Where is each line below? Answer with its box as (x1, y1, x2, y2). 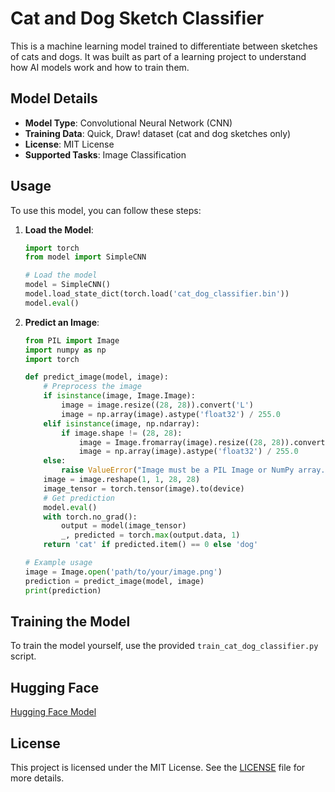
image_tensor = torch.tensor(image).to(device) (43, 483, 245, 494)
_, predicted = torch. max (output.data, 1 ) (61, 530, 241, 541)
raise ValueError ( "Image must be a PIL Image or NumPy (61, 465, 295, 476)
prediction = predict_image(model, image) (24, 576, 205, 586)
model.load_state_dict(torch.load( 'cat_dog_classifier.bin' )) (24, 289, 290, 299)
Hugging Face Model (10, 706, 97, 718)
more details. (10, 772, 65, 784)
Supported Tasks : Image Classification (24, 148, 187, 161)
